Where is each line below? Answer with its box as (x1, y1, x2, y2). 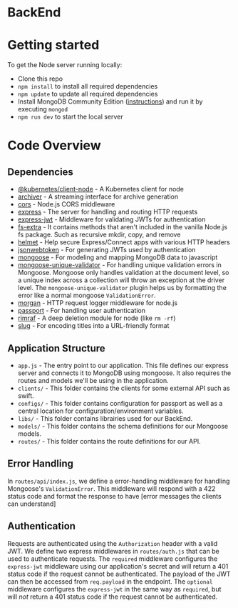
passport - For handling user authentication (17, 307, 146, 315)
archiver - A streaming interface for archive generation (17, 192, 179, 201)
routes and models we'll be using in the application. (17, 376, 169, 384)
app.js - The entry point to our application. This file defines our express (17, 361, 229, 369)
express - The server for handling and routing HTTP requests (17, 208, 198, 216)
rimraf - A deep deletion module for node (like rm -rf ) (17, 314, 176, 322)
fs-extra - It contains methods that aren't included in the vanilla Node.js (17, 223, 228, 231)
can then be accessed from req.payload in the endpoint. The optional (7, 577, 213, 586)
